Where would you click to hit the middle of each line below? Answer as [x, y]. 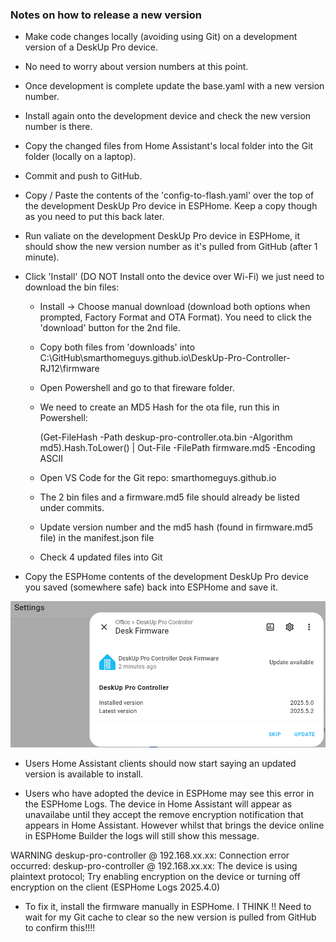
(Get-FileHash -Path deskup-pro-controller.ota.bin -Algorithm [166, 437]
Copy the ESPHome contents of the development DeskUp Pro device [167, 577]
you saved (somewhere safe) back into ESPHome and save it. [151, 587]
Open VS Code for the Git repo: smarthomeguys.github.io [158, 478]
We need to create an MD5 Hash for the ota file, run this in [159, 407]
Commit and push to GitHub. [83, 176]
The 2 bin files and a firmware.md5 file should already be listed [169, 497]
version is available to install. [84, 774]
